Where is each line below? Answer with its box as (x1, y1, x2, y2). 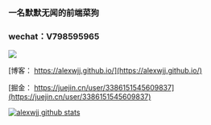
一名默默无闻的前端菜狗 (8, 6, 99, 18)
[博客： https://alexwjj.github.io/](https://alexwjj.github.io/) (8, 66, 203, 76)
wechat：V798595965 (8, 31, 100, 42)
